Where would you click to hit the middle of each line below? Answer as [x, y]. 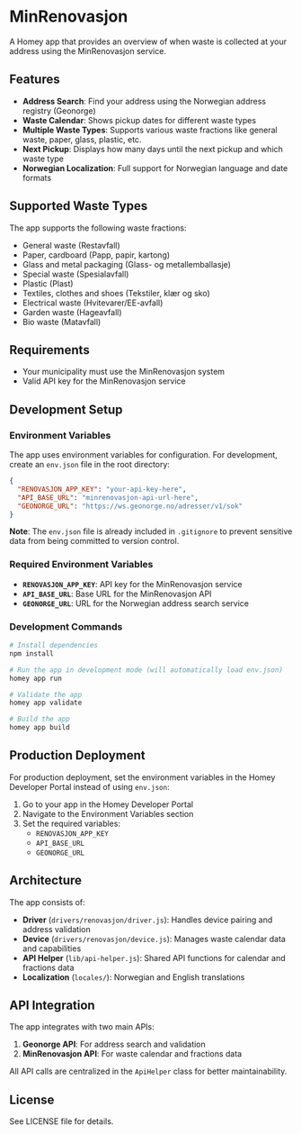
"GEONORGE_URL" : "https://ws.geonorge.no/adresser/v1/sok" [130, 506]
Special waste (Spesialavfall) [75, 274]
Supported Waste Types [79, 206]
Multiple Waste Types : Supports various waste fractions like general [150, 130]
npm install [31, 653]
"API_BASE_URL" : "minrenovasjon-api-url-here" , [108, 497]
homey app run [36, 678]
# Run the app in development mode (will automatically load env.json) [146, 670]
